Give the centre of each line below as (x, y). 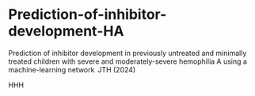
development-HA (66, 31)
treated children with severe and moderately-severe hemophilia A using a (128, 61)
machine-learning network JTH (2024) (72, 69)
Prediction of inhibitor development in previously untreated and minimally (127, 53)
